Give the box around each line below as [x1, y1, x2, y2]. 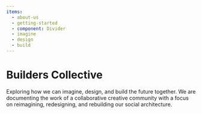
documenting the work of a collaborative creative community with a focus [6, 94, 189, 101]
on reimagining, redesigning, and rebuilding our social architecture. [6, 100, 173, 108]
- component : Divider [11, 25, 66, 32]
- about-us [11, 14, 39, 20]
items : [6, 8, 23, 15]
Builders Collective [6, 68, 103, 82]
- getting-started [11, 20, 58, 26]
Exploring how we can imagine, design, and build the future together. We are [6, 88, 196, 95]
